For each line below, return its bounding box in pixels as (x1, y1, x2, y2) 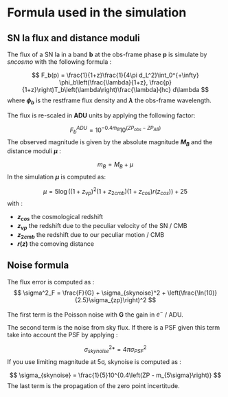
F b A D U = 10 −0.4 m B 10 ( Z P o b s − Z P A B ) (69, 124, 161, 135)
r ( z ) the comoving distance (16, 239, 95, 248)
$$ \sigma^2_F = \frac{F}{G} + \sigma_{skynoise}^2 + (13, 288, 166, 297)
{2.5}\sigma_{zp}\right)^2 (74, 295, 147, 304)
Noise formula (7, 260, 69, 271)
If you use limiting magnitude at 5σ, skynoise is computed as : (7, 357, 182, 365)
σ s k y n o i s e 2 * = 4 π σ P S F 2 (84, 344, 147, 355)
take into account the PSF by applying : (7, 331, 118, 339)
